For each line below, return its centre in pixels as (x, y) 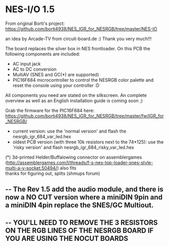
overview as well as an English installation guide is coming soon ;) (74, 101)
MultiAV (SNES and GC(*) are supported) (56, 74)
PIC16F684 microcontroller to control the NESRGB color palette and (83, 80)
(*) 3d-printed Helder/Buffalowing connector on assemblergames (74, 157)
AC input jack (27, 64)
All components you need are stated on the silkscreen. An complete (76, 95)
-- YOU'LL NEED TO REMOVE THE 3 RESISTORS (82, 222)
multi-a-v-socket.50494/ (31, 168)
